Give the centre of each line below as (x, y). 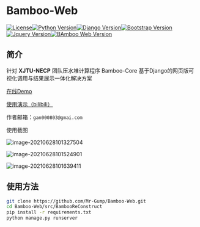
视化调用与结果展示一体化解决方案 (49, 78)
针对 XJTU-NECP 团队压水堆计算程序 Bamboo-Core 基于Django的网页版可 (100, 70)
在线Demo (19, 91)
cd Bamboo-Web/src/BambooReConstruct (54, 207)
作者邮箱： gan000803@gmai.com (44, 117)
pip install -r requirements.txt (49, 212)
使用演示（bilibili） (30, 104)
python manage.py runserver (42, 218)
